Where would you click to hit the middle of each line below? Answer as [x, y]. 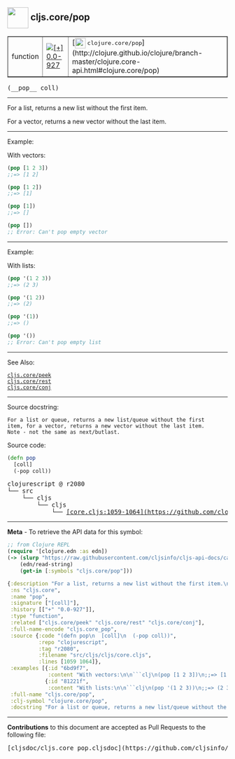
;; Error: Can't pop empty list [54, 342]
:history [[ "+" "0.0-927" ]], [53, 610]
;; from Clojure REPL [39, 545]
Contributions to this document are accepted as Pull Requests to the [107, 727]
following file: [27, 735]
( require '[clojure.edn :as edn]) [58, 552]
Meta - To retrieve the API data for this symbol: [75, 532]
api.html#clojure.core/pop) [116, 70]
